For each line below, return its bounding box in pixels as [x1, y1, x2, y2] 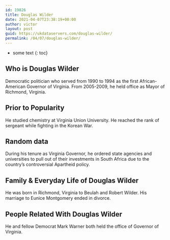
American [5, 83, 26, 89]
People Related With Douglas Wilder [5, 209, 123, 219]
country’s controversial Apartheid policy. [5, 161, 90, 168]
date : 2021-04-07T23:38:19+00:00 [5, 17, 76, 22]
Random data [5, 137, 48, 145]
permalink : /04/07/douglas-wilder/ [5, 36, 81, 41]
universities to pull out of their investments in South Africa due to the [5, 156, 149, 162]
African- [139, 78, 157, 84]
